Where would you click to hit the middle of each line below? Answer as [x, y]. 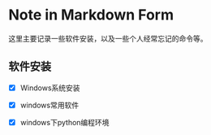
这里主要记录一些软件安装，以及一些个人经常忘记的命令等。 [108, 38]
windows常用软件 [50, 105]
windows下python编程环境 [65, 122]
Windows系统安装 [50, 88]
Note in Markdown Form [91, 15]
